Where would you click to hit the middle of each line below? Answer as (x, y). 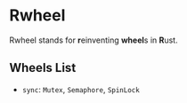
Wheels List (43, 68)
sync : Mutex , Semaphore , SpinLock (81, 89)
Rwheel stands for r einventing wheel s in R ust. (93, 40)
